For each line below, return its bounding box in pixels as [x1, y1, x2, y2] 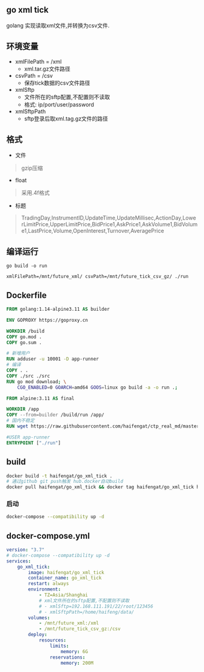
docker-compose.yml [6, 530, 90, 541]
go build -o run [6, 263, 47, 269]
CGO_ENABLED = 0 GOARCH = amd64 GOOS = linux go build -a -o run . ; [17, 384, 178, 390]
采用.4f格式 [21, 189, 50, 196]
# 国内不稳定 [6, 418, 35, 424]
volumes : [28, 614, 50, 621]
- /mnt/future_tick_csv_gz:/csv [38, 626, 121, 632]
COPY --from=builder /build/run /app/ [6, 412, 104, 418]
